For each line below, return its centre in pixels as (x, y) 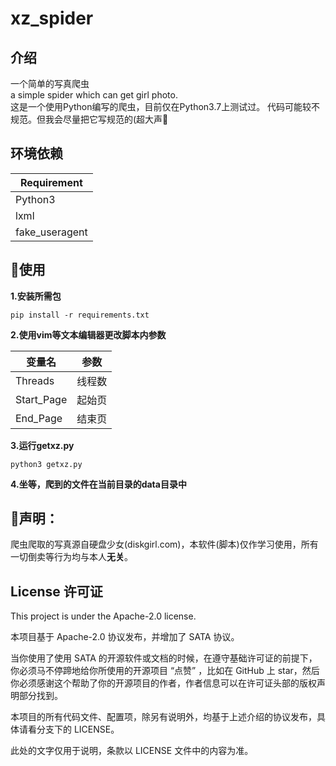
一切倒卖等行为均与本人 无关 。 (71, 557)
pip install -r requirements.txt (80, 315)
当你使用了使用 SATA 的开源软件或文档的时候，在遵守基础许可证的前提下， (164, 658)
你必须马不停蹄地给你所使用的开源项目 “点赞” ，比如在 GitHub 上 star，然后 (165, 671)
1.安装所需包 (36, 296)
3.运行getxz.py (42, 445)
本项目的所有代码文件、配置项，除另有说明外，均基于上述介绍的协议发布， (163, 717)
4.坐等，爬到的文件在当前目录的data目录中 (98, 484)
